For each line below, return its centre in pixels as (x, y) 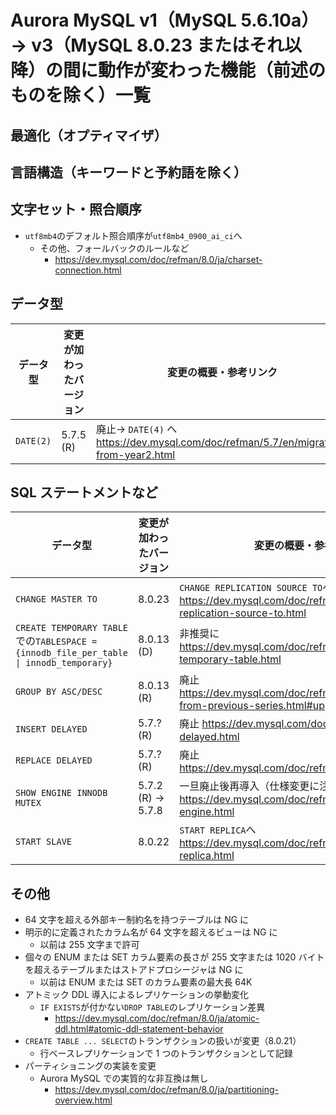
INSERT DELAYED (51, 729)
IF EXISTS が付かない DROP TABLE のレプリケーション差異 (152, 1007)
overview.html (83, 1100)
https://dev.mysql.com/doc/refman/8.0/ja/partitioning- (167, 1090)
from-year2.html (136, 454)
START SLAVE (44, 842)
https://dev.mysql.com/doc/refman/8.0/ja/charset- (158, 259)
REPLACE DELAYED (54, 760)
